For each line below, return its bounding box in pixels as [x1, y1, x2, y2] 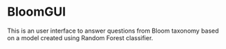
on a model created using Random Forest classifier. [7, 33, 153, 42]
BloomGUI [7, 4, 66, 20]
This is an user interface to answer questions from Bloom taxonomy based [7, 27, 219, 35]
